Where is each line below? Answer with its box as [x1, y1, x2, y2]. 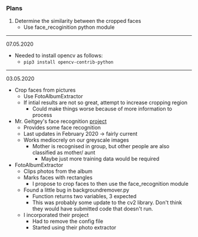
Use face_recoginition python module [23, 24, 115, 31]
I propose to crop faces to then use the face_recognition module [32, 181, 189, 188]
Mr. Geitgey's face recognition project [14, 118, 107, 125]
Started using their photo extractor [32, 224, 117, 231]
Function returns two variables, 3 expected [32, 193, 137, 200]
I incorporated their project [23, 212, 89, 219]
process [32, 112, 52, 119]
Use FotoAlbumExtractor [23, 93, 84, 100]
